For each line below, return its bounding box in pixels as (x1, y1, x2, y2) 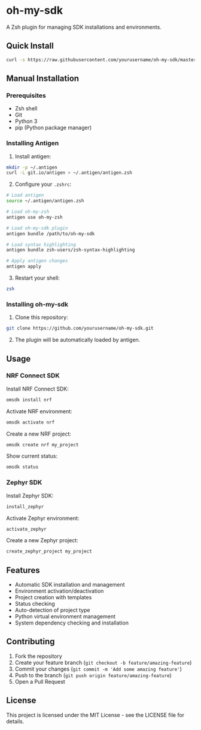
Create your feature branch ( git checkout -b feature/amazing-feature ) (14, 659, 192, 666)
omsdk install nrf (6, 396, 52, 402)
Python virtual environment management (14, 613, 115, 620)
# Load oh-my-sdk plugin (6, 225, 68, 231)
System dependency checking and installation (14, 619, 129, 627)
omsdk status (6, 464, 39, 470)
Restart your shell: (14, 274, 60, 282)
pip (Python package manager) (14, 124, 92, 131)
